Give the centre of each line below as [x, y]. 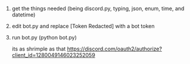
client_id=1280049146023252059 [53, 55]
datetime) [24, 15]
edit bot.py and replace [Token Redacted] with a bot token [83, 26]
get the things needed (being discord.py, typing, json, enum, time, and [98, 9]
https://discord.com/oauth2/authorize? [115, 49]
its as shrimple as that [39, 49]
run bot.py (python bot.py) [44, 37]
